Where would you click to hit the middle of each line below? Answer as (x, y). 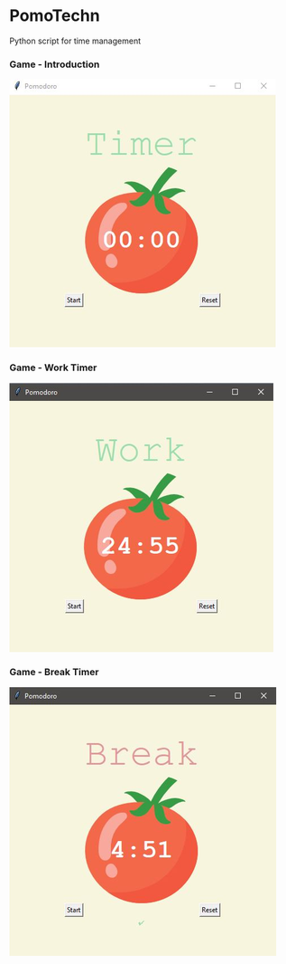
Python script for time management (75, 41)
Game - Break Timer (54, 673)
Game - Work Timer (53, 367)
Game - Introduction (55, 64)
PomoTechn (55, 16)
